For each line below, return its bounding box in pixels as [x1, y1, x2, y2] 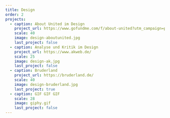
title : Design [5, 7, 35, 13]
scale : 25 [14, 54, 35, 59]
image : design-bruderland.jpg [14, 82, 78, 87]
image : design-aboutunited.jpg [14, 36, 80, 41]
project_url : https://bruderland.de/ [14, 73, 94, 78]
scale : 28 [14, 96, 35, 101]
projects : [5, 17, 26, 22]
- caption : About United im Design [10, 21, 85, 27]
